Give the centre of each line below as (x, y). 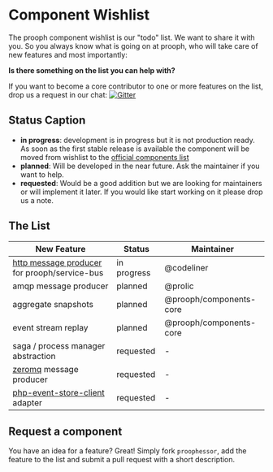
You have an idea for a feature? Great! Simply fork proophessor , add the (128, 451)
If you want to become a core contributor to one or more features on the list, (136, 86)
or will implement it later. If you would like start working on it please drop (141, 192)
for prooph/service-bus (58, 272)
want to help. (42, 174)
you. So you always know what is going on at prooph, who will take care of (133, 45)
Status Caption (47, 121)
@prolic (179, 286)
